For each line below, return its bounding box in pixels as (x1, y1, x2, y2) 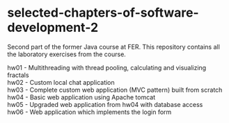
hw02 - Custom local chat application (7, 78, 115, 86)
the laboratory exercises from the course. (7, 50, 127, 58)
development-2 (7, 19, 99, 35)
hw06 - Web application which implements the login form (7, 108, 172, 116)
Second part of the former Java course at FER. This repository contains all (7, 42, 221, 51)
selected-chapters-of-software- (7, 5, 200, 21)
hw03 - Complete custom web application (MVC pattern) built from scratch (7, 85, 223, 94)
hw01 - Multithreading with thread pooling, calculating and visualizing (7, 63, 207, 72)
